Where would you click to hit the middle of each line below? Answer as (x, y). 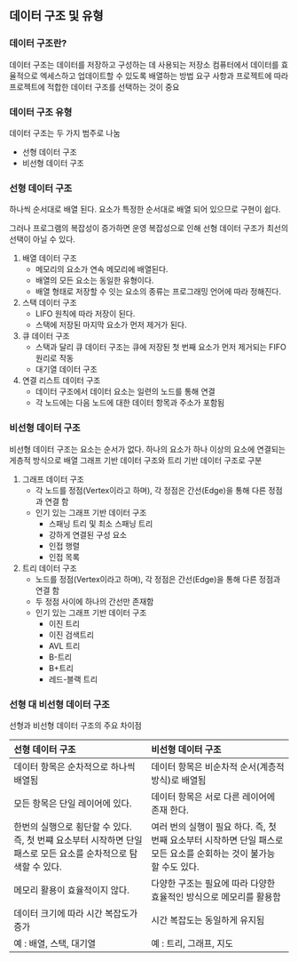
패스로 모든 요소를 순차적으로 (71, 854)
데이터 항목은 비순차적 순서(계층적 (217, 766)
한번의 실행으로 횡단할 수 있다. (73, 827)
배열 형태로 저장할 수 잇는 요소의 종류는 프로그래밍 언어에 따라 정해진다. (158, 292)
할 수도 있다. (175, 867)
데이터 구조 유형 (41, 112)
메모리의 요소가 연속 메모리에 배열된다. (102, 269)
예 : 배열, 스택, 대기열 (55, 943)
